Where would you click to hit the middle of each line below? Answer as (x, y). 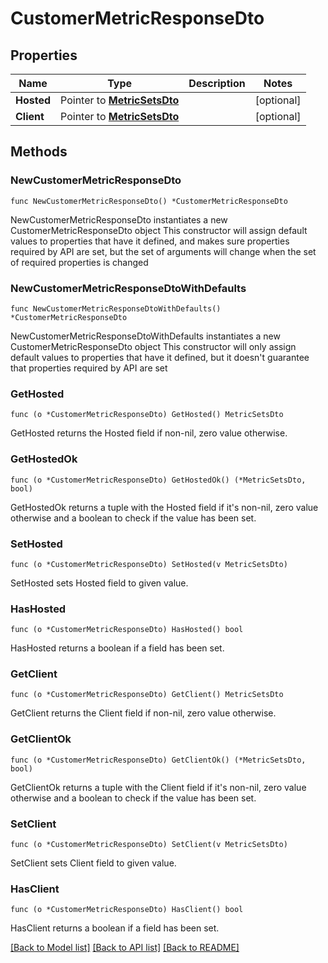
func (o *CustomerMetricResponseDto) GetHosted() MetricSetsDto (147, 415)
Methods (39, 152)
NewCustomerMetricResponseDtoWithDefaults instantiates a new (145, 336)
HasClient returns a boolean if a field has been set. (115, 928)
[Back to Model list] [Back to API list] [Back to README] (125, 948)
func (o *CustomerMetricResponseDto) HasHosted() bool (127, 630)
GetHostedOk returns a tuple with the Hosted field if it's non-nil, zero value (164, 507)
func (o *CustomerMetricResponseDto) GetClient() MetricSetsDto (147, 695)
